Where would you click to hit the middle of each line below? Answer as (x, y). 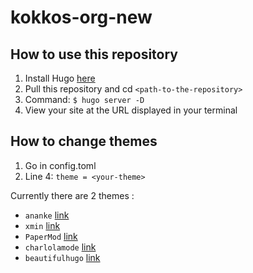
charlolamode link (60, 247)
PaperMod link (51, 236)
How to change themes (84, 141)
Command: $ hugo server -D (84, 99)
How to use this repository (94, 54)
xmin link (42, 225)
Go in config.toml (60, 165)
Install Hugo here (60, 78)
